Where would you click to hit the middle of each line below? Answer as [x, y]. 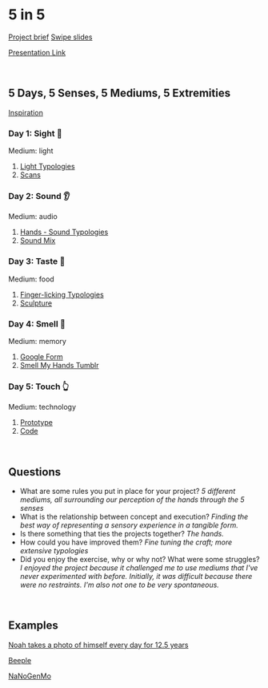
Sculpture [36, 303]
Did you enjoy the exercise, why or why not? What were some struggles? [140, 560]
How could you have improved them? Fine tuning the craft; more [126, 542]
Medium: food [31, 279]
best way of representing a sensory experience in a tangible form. [129, 525]
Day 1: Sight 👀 [35, 133]
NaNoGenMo [30, 676]
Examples [33, 626]
